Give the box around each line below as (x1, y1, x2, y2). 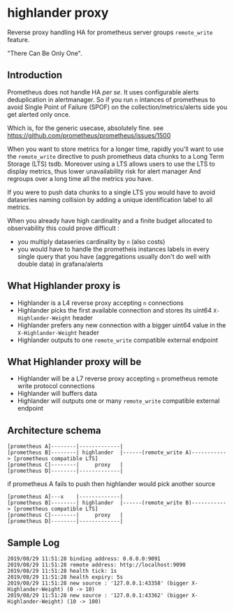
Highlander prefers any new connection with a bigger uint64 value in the (17, 320, 226, 329)
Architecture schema (7, 425, 101, 436)
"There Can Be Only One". (7, 49, 82, 57)
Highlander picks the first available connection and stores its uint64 (17, 306, 212, 314)
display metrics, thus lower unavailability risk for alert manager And (7, 166, 201, 176)
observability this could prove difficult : (7, 224, 120, 232)
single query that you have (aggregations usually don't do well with (17, 252, 211, 260)
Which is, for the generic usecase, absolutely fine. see (7, 124, 164, 132)
